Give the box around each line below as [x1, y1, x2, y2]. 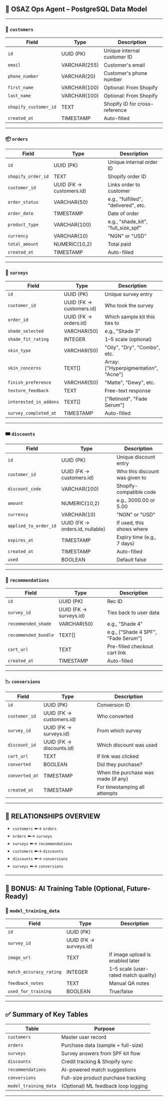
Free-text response [104, 387, 151, 394]
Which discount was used [96, 741, 157, 748]
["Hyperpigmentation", [104, 364, 158, 371]
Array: [104, 358, 119, 365]
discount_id [7, 742, 36, 748]
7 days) [116, 540, 135, 546]
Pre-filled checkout [107, 643, 153, 650]
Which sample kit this [104, 313, 155, 320]
